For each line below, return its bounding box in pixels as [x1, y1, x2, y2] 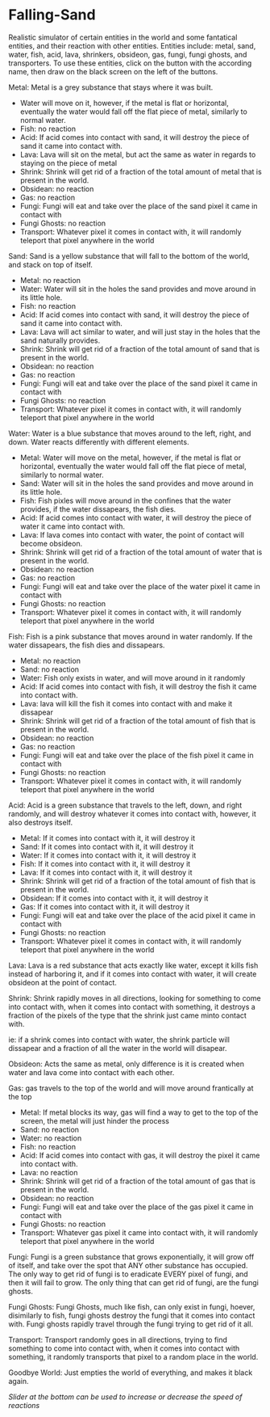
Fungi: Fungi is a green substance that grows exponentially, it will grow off [8, 1251, 255, 1262]
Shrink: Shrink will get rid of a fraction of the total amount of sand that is [19, 344, 260, 353]
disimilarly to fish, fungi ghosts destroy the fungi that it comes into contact [8, 1310, 255, 1320]
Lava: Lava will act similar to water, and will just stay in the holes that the [19, 327, 260, 336]
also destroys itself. [8, 817, 73, 827]
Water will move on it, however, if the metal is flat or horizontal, [19, 98, 229, 108]
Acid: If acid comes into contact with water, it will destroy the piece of [19, 512, 252, 522]
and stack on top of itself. [8, 259, 93, 269]
